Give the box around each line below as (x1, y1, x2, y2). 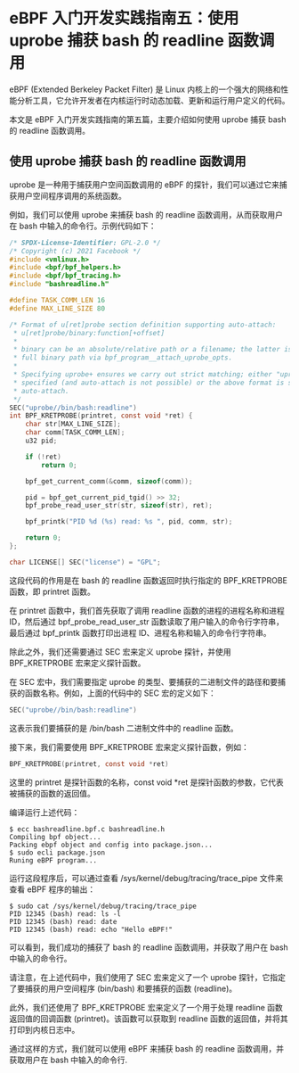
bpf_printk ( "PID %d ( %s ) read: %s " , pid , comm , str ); (25, 517, 233, 526)
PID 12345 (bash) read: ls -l (9, 909, 122, 919)
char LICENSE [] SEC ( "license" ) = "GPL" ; (9, 557, 162, 566)
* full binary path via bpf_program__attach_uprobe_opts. (12, 353, 233, 362)
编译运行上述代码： (9, 806, 80, 817)
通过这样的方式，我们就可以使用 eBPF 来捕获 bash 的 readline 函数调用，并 (9, 1043, 285, 1053)
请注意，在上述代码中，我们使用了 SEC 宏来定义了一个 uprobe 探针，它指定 (9, 971, 287, 982)
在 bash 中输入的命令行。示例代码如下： (9, 220, 158, 231)
